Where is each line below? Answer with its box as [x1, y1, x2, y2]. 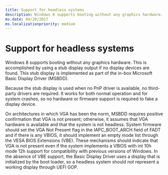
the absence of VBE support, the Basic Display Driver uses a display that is [5, 153, 160, 159]
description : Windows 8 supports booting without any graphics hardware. [5, 12, 163, 17]
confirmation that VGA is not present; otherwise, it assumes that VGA [5, 116, 148, 122]
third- [148, 85, 160, 91]
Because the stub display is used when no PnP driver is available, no [5, 85, 147, 91]
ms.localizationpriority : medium [5, 21, 75, 27]
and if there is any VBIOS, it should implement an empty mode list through [5, 132, 158, 138]
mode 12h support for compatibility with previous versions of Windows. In [5, 148, 158, 154]
